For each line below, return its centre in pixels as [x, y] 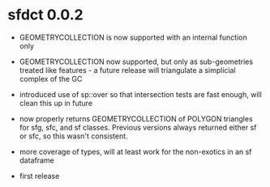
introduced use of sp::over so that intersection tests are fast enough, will [141, 94]
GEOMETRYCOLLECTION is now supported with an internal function [133, 37]
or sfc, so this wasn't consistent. [73, 136]
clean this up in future [56, 103]
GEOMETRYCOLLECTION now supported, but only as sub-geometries [136, 62]
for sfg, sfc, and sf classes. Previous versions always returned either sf [138, 127]
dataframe [36, 160]
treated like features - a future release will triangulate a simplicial [127, 70]
